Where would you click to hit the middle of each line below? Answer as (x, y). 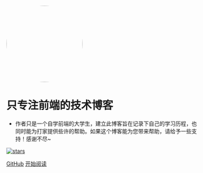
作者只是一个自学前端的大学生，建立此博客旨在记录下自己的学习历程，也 (106, 123)
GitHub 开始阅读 (27, 163)
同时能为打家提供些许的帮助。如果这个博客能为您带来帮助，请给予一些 (103, 131)
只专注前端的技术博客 (60, 105)
